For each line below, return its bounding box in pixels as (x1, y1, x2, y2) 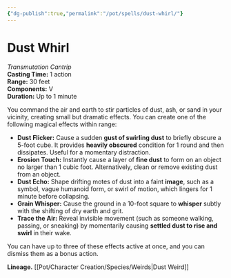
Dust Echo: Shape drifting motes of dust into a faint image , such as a (17, 177, 214, 186)
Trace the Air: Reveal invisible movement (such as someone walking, (17, 214, 214, 222)
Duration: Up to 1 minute (7, 92, 77, 100)
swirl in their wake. (17, 228, 72, 237)
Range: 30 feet (7, 77, 50, 86)
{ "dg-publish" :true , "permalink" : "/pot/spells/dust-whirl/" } (7, 10, 184, 17)
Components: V (7, 84, 54, 93)
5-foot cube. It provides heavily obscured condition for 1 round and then (17, 141, 224, 149)
